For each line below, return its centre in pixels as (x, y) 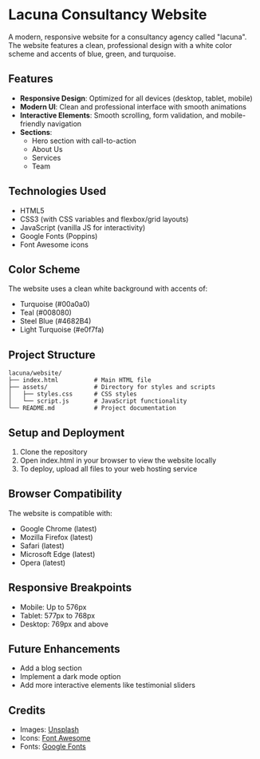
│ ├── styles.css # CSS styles (73, 394)
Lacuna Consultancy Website (108, 15)
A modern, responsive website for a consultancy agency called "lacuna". (128, 37)
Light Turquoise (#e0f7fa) (62, 330)
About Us (47, 149)
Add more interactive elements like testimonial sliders (107, 685)
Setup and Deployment (67, 433)
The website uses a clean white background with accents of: (108, 288)
